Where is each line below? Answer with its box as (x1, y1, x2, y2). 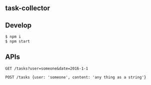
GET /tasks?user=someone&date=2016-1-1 (5, 66, 88, 71)
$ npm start (5, 39, 30, 44)
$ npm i (5, 34, 21, 39)
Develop (5, 21, 31, 29)
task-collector (5, 4, 50, 12)
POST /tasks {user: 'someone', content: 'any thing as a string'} (5, 74, 146, 79)
